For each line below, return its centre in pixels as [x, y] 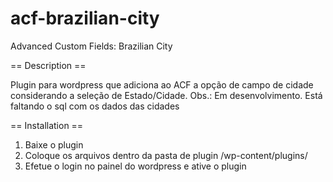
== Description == [48, 65]
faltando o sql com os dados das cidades [95, 106]
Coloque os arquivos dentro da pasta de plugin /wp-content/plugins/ [166, 155]
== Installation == [47, 125]
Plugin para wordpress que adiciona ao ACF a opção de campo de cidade [162, 84]
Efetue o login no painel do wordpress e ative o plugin [135, 166]
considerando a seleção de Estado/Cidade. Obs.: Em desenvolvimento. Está [166, 95]
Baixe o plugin [54, 144]
